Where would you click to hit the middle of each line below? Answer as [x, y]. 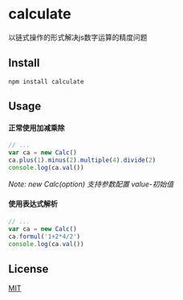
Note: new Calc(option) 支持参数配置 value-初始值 [91, 184]
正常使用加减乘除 [37, 127]
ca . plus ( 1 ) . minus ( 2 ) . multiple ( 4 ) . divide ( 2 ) [82, 160]
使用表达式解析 [33, 204]
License [28, 269]
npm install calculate [46, 81]
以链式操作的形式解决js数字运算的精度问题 [78, 37]
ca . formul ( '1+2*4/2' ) [45, 236]
